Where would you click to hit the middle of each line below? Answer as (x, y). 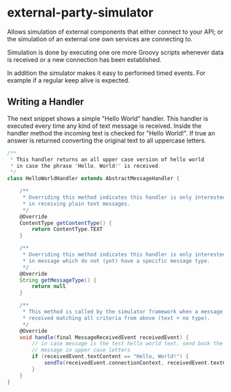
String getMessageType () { (58, 280)
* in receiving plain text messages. (76, 204)
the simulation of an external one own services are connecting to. (100, 39)
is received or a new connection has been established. (84, 59)
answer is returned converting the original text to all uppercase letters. (107, 140)
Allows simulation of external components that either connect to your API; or (115, 32)
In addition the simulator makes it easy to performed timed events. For (107, 73)
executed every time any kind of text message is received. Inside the (104, 126)
